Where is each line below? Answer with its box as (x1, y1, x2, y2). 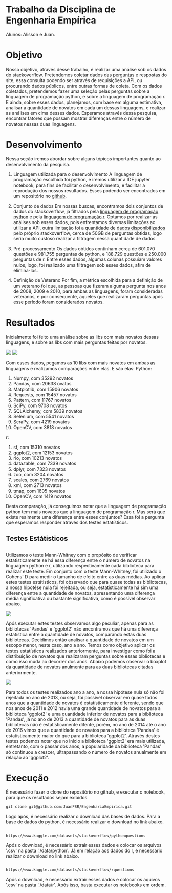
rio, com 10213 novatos (13, 455, 62, 461)
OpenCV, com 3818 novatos (13, 424, 72, 430)
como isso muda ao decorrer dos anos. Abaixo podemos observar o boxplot (6, 658, 167, 664)
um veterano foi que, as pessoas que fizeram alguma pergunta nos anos (13, 282, 166, 289)
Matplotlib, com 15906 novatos (13, 386, 79, 392)
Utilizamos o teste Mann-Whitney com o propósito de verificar (6, 552, 137, 558)
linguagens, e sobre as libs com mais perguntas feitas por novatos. (6, 339, 147, 346)
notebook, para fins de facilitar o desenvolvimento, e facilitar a (13, 182, 145, 188)
